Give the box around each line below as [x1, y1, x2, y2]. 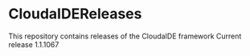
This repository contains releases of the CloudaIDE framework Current [8, 31, 242, 41]
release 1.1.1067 [8, 39, 59, 49]
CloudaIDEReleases [8, 5, 142, 23]
